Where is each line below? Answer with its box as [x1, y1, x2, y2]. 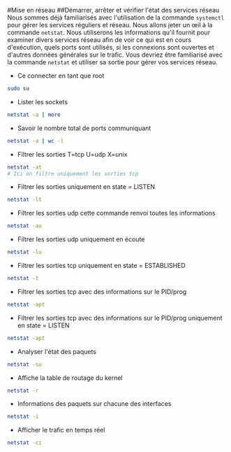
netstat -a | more [7, 111, 61, 118]
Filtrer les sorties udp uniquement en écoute [17, 235, 145, 243]
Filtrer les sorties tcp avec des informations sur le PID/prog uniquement [17, 313, 223, 322]
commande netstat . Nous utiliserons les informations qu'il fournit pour [7, 28, 211, 36]
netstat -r [7, 387, 39, 394]
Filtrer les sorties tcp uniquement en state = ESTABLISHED [17, 262, 186, 269]
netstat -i [7, 413, 39, 421]
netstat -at [7, 164, 42, 171]
